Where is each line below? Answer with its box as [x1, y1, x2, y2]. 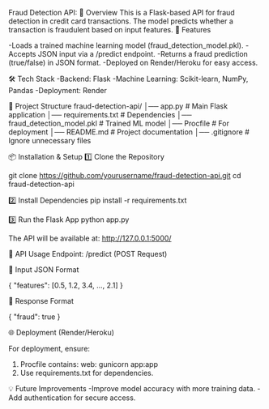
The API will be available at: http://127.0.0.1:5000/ [8, 233, 172, 243]
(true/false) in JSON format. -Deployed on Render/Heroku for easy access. [8, 58, 258, 67]
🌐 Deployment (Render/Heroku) [8, 328, 115, 337]
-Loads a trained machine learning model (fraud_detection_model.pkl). [8, 40, 244, 50]
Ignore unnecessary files [8, 136, 92, 145]
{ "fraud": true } [8, 312, 61, 322]
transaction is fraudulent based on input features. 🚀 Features [8, 25, 211, 34]
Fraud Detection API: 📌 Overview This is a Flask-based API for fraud [8, 8, 235, 17]
